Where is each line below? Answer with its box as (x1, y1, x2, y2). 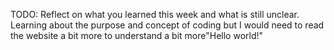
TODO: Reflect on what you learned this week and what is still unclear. (10, 9, 300, 20)
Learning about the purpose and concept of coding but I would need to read (10, 19, 325, 31)
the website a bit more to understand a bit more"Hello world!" (10, 30, 264, 41)
